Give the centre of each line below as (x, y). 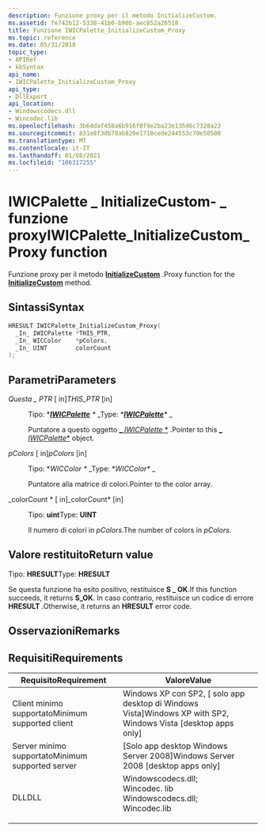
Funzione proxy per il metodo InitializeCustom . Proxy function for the (122, 275)
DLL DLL (27, 798)
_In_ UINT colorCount (63, 348)
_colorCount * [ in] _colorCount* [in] (66, 500)
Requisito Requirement (64, 680)
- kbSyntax (26, 67)
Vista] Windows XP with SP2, (176, 713)
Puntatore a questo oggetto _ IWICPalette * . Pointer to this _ (125, 430)
